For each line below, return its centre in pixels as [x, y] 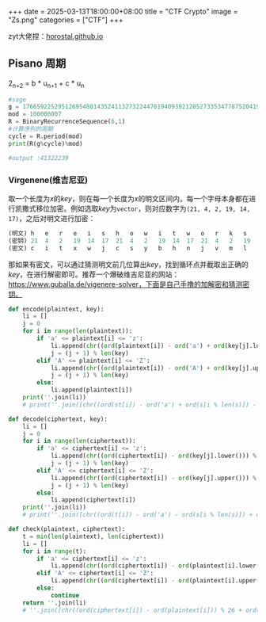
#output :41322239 [38, 158]
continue [65, 595]
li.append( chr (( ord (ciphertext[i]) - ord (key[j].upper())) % [154, 478]
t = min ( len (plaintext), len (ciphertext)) [93, 536]
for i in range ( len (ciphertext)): [79, 441]
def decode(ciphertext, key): [58, 419]
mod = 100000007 [35, 114]
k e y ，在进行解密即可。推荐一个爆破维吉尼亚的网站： [94, 274]
